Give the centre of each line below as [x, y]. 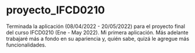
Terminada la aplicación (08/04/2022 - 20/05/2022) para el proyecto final [96, 26]
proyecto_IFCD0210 [56, 10]
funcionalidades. [26, 45]
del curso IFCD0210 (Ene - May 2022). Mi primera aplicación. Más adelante [97, 32]
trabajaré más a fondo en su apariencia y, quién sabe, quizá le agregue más [98, 38]
